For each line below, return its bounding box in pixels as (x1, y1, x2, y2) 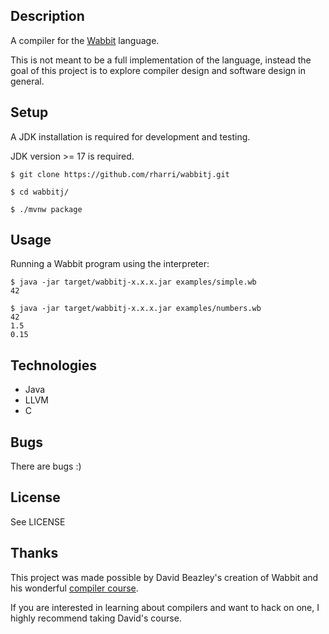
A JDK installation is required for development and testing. (10, 130, 251, 143)
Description (10, 8, 85, 25)
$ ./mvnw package (10, 204, 83, 214)
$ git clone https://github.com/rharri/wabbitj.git (10, 169, 230, 179)
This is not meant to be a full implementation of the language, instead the (10, 54, 312, 66)
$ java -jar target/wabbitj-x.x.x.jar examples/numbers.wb (10, 304, 262, 314)
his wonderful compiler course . (10, 582, 139, 594)
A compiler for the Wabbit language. (10, 34, 160, 46)
